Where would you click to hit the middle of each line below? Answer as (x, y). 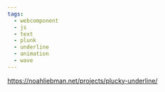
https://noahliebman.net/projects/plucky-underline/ (82, 81)
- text (23, 34)
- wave (23, 61)
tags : (15, 14)
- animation (32, 54)
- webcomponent (36, 21)
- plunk (25, 41)
